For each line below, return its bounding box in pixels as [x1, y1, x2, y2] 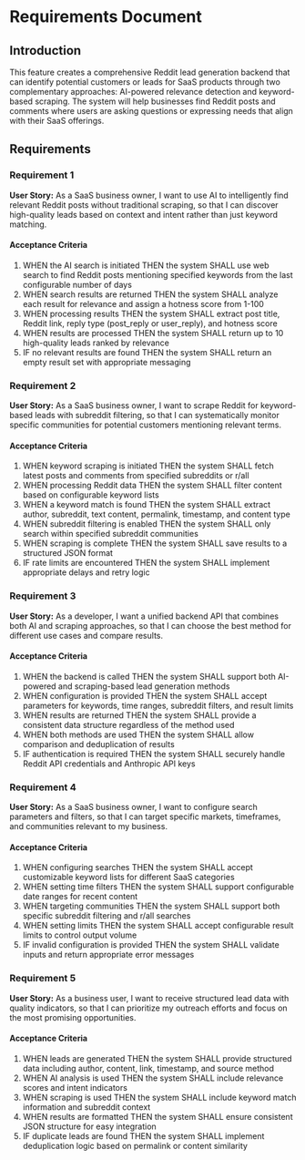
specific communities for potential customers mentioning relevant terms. [9, 419, 282, 430]
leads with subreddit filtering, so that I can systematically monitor [35, 410, 280, 421]
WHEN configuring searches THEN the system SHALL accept [22, 862, 253, 873]
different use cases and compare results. [9, 630, 164, 641]
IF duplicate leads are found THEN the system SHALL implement [22, 1130, 265, 1141]
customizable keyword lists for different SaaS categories [22, 872, 235, 883]
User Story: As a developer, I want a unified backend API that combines [9, 611, 280, 621]
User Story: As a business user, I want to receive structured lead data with [9, 992, 290, 1003]
